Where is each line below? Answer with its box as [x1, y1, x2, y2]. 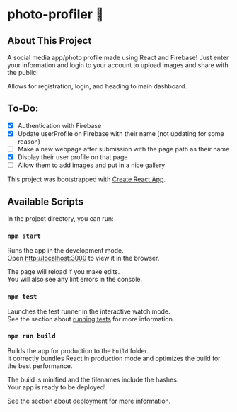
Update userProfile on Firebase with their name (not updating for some [17, 129, 224, 137]
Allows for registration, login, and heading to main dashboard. [7, 82, 187, 91]
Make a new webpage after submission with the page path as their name [17, 144, 230, 153]
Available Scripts [7, 195, 83, 207]
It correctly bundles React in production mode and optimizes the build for [7, 354, 221, 362]
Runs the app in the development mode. [7, 246, 124, 255]
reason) [17, 137, 41, 146]
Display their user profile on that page [17, 153, 128, 161]
